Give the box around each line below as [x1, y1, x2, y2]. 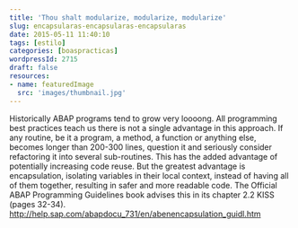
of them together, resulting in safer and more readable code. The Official [9, 180, 278, 190]
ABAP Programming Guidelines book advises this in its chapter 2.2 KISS [9, 189, 276, 200]
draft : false [9, 64, 58, 73]
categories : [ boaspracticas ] [9, 47, 118, 56]
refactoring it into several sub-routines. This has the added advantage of [9, 151, 278, 162]
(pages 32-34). [9, 198, 66, 209]
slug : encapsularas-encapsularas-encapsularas [9, 22, 187, 31]
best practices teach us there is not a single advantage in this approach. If [9, 122, 284, 133]
